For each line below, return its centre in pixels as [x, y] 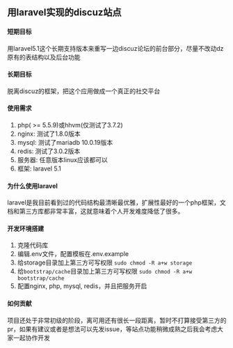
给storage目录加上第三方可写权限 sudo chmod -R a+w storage [105, 262]
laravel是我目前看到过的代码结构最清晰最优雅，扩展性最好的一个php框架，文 [116, 203]
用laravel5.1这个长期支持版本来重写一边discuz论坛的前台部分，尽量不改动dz [115, 48]
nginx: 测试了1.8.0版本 [49, 134]
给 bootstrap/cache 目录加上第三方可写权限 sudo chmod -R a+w [105, 271]
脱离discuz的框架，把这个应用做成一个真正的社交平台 [84, 91]
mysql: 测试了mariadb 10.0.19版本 [65, 142]
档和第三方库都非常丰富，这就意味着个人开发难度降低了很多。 [96, 212]
